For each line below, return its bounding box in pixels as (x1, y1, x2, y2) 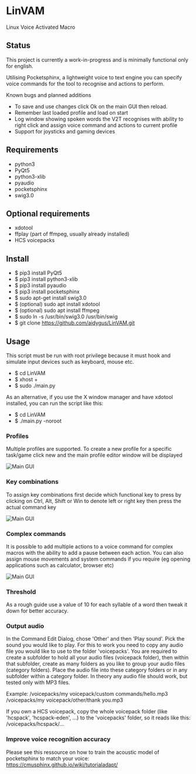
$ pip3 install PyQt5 (14, 269, 63, 277)
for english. (6, 62, 33, 69)
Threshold (6, 588, 36, 596)
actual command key (6, 504, 57, 511)
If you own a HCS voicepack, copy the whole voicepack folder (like (6, 708, 168, 715)
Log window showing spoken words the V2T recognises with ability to (14, 115, 184, 122)
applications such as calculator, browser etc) (6, 561, 114, 568)
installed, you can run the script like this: (6, 400, 104, 407)
